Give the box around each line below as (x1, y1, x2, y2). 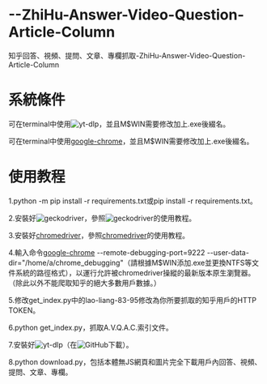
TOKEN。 (8, 305, 40, 315)
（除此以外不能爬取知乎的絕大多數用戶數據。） (8, 278, 161, 288)
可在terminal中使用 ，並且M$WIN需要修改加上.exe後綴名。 (8, 119, 231, 129)
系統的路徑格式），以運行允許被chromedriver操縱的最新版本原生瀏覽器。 (15, 267, 256, 277)
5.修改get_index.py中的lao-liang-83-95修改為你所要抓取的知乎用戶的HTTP (8, 295, 257, 305)
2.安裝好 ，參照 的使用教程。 (8, 213, 197, 223)
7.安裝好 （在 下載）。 (8, 339, 133, 349)
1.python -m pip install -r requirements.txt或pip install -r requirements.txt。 (8, 196, 257, 206)
